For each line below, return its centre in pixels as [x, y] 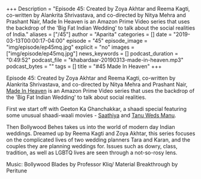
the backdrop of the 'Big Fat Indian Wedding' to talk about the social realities [101, 28]
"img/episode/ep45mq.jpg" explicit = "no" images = [70, 47]
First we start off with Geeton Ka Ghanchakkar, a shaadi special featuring [97, 109]
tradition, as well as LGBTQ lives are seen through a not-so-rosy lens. [92, 152]
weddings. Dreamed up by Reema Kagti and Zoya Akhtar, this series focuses [101, 133]
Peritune [17, 171]
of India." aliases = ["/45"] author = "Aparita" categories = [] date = [89, 34]
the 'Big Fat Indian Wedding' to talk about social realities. [76, 97]
